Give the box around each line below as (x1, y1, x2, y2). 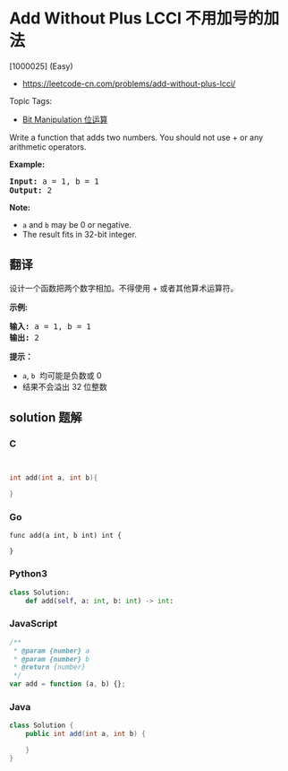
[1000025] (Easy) (9, 60, 73, 72)
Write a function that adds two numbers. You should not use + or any (9, 132, 264, 143)
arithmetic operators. (9, 141, 87, 152)
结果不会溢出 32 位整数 (21, 381, 107, 392)
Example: (9, 159, 46, 169)
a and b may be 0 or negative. (21, 219, 132, 230)
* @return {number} (13, 663, 87, 672)
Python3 (9, 567, 47, 580)
